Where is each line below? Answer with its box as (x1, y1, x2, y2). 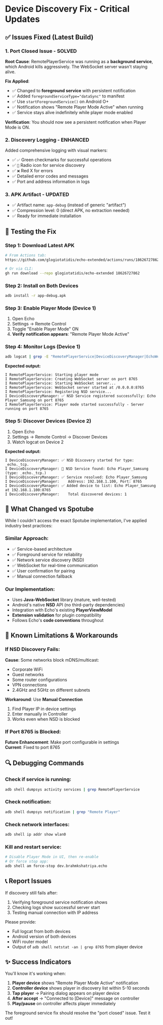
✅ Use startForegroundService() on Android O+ (12, 98, 109, 104)
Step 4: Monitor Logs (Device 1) (5, 343, 81, 350)
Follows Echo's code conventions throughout (12, 618, 104, 623)
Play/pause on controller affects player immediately (12, 1001, 116, 1007)
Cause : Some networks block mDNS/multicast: (5, 657, 99, 663)
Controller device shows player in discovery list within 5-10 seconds (12, 985, 149, 991)
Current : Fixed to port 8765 (5, 744, 61, 750)
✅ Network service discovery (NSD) (12, 557, 84, 563)
